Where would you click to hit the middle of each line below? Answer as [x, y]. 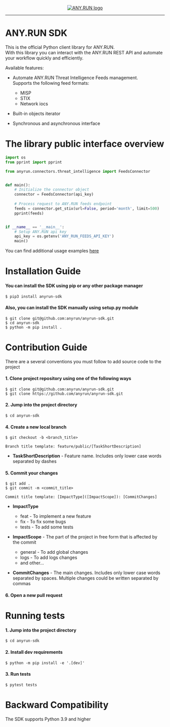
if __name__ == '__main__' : [35, 227]
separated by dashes [34, 461]
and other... [32, 563]
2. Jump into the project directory [41, 405]
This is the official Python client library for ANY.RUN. [60, 47]
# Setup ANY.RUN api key [40, 232]
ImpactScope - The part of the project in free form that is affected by [85, 537]
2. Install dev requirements [34, 652]
